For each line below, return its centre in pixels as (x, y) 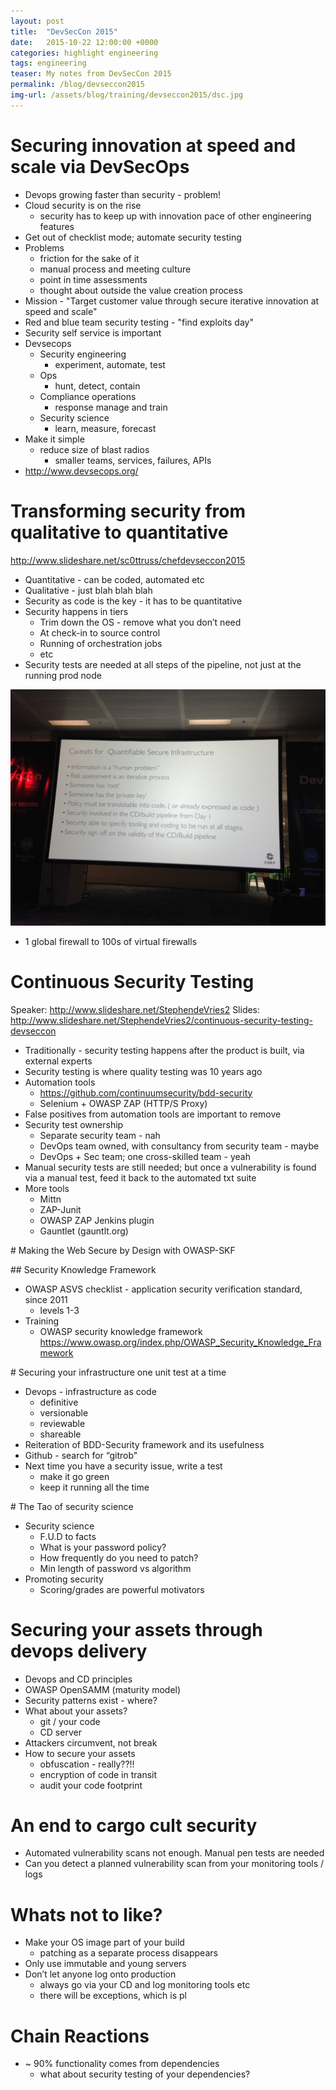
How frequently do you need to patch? (119, 1557)
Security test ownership (74, 1124)
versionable (64, 1412)
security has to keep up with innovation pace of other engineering (175, 216)
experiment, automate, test (110, 364)
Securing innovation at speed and (153, 145)
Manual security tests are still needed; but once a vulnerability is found (170, 1167)
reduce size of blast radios (94, 449)
